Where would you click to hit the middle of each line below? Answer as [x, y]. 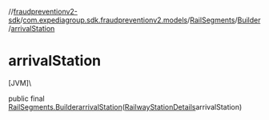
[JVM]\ [20, 82]
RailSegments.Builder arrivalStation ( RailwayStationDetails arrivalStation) [125, 106]
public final [27, 98]
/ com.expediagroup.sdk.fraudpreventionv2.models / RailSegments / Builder [140, 20]
